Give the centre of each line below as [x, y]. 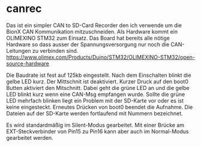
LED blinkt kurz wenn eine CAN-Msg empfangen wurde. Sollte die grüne [96, 94]
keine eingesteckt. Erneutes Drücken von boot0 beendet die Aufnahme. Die [100, 107]
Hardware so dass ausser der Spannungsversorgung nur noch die [88, 44]
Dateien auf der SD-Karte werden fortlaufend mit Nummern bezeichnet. [94, 113]
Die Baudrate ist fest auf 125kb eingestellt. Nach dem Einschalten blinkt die [99, 75]
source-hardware [28, 63]
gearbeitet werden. [30, 137]
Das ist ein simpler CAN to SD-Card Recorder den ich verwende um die [94, 25]
